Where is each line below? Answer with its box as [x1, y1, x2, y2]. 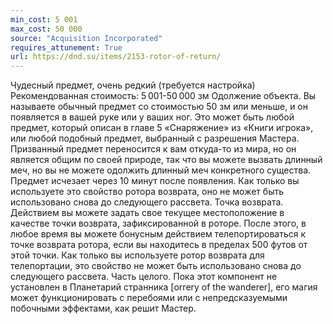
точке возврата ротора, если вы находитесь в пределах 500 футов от [10, 239, 308, 251]
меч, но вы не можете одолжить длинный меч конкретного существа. [10, 164, 312, 176]
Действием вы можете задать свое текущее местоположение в [10, 207, 285, 219]
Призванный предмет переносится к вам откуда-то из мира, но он [10, 143, 297, 155]
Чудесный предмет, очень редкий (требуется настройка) [10, 79, 256, 91]
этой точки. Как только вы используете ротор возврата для [10, 249, 265, 261]
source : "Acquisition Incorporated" [10, 33, 163, 43]
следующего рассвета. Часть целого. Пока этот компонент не [10, 271, 278, 283]
